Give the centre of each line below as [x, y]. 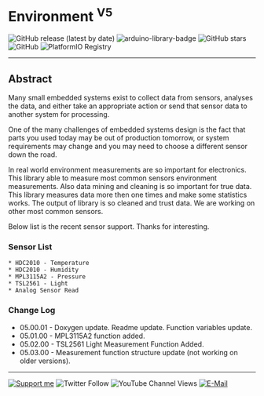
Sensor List [30, 247]
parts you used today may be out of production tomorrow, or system [119, 138]
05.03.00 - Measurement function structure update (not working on [128, 352]
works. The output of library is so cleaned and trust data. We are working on [132, 203]
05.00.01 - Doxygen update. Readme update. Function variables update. [136, 327]
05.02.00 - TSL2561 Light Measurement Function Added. [112, 344]
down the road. [33, 154]
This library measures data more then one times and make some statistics [128, 195]
